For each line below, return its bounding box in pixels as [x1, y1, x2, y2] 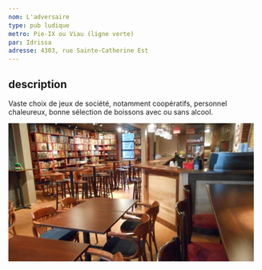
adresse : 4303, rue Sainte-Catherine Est [8, 46, 149, 55]
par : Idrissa [8, 38, 52, 46]
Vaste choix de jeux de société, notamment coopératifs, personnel [8, 99, 228, 108]
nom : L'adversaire [8, 13, 70, 21]
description [8, 77, 67, 91]
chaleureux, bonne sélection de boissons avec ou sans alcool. [8, 107, 214, 116]
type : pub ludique [8, 21, 70, 30]
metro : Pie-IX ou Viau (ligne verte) [8, 30, 135, 38]
